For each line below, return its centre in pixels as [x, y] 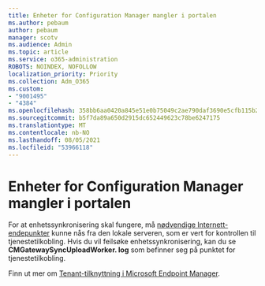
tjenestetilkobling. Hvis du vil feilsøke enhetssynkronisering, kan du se [122, 242]
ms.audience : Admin [40, 45]
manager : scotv [33, 37]
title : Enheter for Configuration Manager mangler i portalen [112, 15]
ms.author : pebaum [38, 23]
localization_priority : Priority [63, 74]
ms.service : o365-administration [63, 60]
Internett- [213, 225]
